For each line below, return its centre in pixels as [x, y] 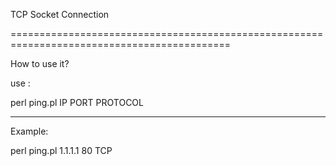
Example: [29, 131]
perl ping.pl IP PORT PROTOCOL [77, 102]
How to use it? [40, 63]
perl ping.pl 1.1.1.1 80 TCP [61, 150]
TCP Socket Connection [60, 14]
